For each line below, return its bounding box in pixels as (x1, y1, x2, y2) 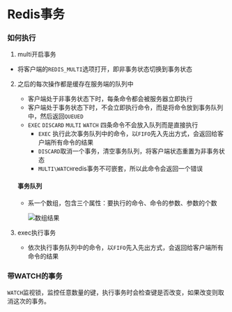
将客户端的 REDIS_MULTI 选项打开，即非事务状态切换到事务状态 (17, 65, 193, 73)
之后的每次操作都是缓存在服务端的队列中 (17, 80, 134, 88)
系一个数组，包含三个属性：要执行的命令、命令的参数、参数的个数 (27, 198, 217, 207)
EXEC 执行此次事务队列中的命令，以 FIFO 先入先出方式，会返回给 (38, 130, 218, 138)
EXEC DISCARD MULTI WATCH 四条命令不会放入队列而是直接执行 (27, 121, 199, 129)
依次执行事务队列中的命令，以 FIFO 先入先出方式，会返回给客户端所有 (27, 243, 224, 251)
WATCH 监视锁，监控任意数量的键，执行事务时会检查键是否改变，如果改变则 (7, 288, 218, 297)
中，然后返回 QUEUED (27, 112, 84, 121)
